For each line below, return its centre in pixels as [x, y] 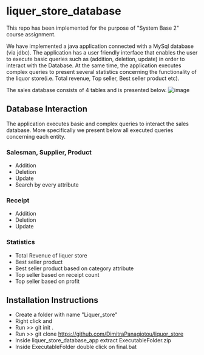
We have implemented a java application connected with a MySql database [100, 46]
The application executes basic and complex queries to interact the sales [98, 124]
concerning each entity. [36, 136]
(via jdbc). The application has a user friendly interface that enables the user [102, 52]
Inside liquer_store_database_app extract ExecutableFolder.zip [93, 340]
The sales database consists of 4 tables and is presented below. [87, 90]
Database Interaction [47, 109]
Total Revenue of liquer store [51, 255]
